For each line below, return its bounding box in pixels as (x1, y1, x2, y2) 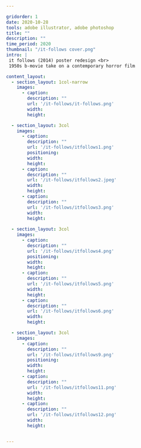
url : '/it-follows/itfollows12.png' (27, 412, 117, 418)
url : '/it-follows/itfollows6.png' (27, 308, 115, 315)
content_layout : (6, 73, 46, 79)
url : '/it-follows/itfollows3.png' (27, 204, 115, 210)
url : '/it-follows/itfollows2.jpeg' (27, 177, 117, 183)
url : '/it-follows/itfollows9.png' (27, 352, 115, 357)
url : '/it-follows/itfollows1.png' (27, 145, 115, 151)
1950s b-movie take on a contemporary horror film (8, 63, 135, 69)
